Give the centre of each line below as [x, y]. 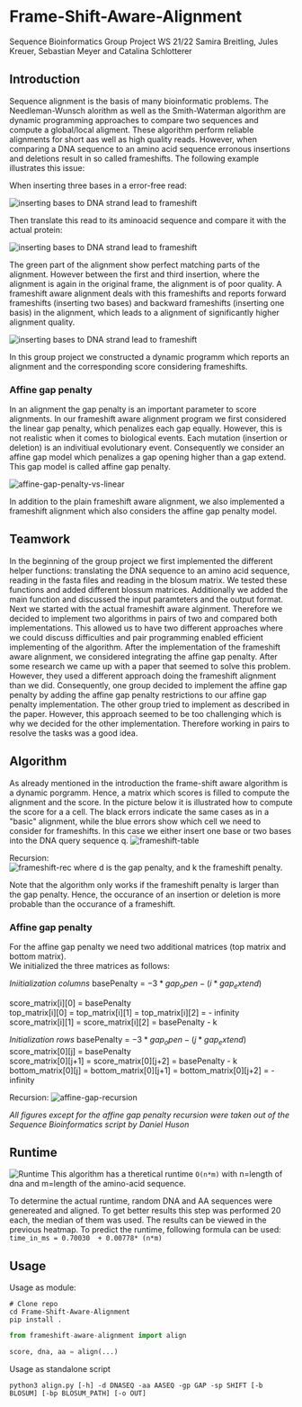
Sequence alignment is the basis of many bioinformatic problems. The [139, 101]
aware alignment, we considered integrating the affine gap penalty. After [144, 656]
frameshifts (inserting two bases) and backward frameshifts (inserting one [147, 302]
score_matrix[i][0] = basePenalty [71, 1003]
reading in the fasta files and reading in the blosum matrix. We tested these [148, 580]
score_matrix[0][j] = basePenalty [71, 1051]
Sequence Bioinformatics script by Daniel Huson [99, 1124]
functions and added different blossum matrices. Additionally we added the [149, 589]
